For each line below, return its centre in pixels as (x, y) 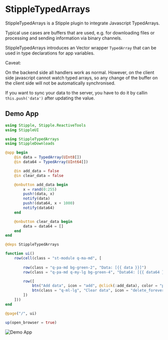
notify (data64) (39, 208)
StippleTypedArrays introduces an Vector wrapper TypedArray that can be (81, 47)
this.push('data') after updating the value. (50, 98)
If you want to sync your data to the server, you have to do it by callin (76, 92)
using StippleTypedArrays (32, 139)
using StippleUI (22, 130)
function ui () (20, 253)
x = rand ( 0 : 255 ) (40, 189)
